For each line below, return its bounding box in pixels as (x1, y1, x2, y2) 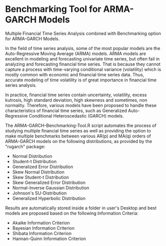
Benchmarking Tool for (5, 3, 102, 15)
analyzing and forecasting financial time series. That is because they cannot (5, 61, 161, 67)
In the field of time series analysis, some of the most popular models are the (5, 45, 161, 51)
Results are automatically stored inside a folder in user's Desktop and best (5, 205, 157, 211)
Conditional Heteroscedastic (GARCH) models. (29, 113, 124, 119)
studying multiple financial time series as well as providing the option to (5, 127, 151, 133)
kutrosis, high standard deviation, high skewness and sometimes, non (5, 97, 148, 103)
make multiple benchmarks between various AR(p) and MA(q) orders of (5, 133, 151, 139)
